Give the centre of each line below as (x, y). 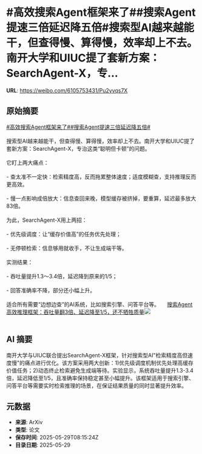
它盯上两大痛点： (28, 162)
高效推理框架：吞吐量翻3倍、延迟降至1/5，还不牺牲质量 (75, 312)
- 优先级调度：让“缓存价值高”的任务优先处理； (64, 234)
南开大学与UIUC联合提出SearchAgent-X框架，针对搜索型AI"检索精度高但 (97, 355)
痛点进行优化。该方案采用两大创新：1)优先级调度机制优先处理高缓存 (109, 363)
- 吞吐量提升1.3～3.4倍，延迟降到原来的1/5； (62, 276)
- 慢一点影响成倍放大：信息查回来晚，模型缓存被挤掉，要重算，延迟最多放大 (101, 198)
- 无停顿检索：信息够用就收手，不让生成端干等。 (67, 248)
